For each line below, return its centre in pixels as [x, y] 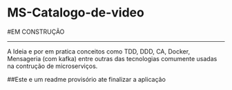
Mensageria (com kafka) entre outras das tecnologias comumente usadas [112, 58]
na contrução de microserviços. [52, 66]
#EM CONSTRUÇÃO [36, 32]
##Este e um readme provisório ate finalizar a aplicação [86, 79]
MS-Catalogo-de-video [76, 13]
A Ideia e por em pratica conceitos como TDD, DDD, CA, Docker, [99, 51]
